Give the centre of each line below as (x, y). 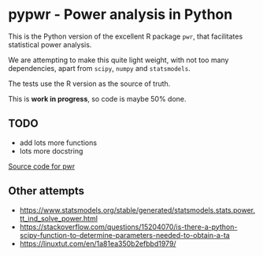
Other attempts (46, 191)
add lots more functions (58, 143)
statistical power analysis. (50, 44)
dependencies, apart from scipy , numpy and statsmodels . (99, 68)
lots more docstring (51, 150)
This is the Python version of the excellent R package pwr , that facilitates (126, 36)
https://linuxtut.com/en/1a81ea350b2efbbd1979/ (98, 243)
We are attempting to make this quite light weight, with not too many (119, 60)
